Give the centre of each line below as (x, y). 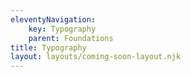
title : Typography (48, 47)
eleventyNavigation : (53, 19)
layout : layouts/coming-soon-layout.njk (96, 57)
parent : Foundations (71, 38)
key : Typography (62, 29)
